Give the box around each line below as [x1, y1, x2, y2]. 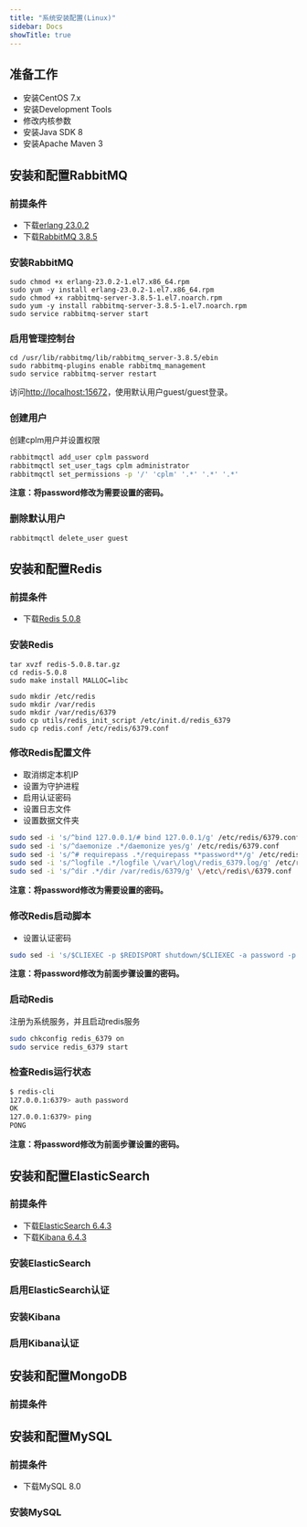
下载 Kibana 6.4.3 [22, 1231, 87, 1243]
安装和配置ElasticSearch [9, 1168, 151, 1183]
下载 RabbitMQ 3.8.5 [22, 230, 98, 242]
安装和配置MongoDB [9, 1368, 128, 1384]
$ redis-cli [9, 1087, 55, 1097]
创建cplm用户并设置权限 [9, 434, 101, 445]
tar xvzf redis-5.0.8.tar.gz [9, 660, 121, 669]
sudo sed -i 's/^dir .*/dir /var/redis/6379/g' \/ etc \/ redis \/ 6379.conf [9, 867, 292, 876]
